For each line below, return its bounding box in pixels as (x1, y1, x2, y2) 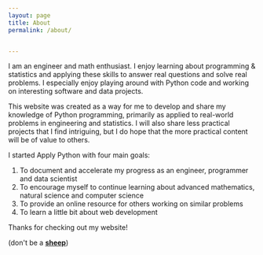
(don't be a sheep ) (8, 238, 69, 248)
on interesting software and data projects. (8, 87, 144, 96)
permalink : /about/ (8, 26, 72, 34)
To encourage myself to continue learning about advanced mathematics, (19, 183, 255, 192)
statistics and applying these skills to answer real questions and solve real (8, 70, 247, 79)
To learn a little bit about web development (19, 208, 159, 217)
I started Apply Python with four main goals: (8, 150, 151, 160)
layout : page (8, 11, 51, 20)
